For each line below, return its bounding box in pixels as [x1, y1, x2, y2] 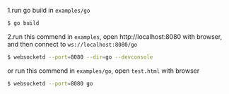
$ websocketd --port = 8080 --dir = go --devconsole [7, 53, 153, 61]
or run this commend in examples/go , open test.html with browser [7, 66, 200, 75]
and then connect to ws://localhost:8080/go [7, 40, 138, 48]
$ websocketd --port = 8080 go [7, 80, 93, 87]
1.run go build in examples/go [7, 6, 90, 14]
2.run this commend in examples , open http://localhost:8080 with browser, [7, 32, 223, 41]
